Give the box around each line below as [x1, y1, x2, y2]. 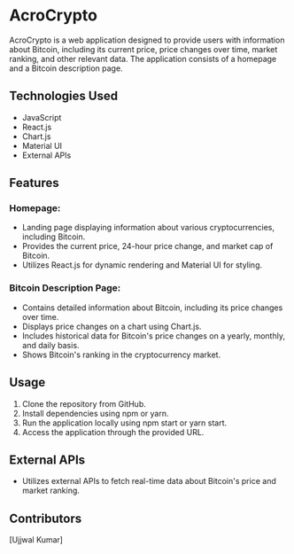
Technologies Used [9, 89, 118, 104]
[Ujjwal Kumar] [9, 534, 64, 545]
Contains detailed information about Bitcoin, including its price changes [21, 302, 283, 313]
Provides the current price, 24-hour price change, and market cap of [21, 241, 274, 252]
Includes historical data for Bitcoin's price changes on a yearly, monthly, [21, 330, 286, 341]
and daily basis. [21, 339, 80, 350]
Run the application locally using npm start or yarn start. [21, 417, 228, 428]
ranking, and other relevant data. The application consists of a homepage [9, 53, 277, 64]
